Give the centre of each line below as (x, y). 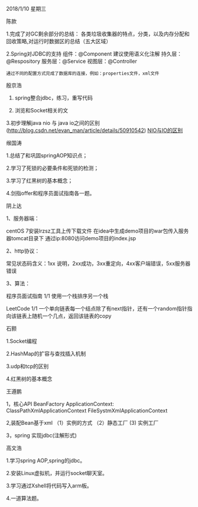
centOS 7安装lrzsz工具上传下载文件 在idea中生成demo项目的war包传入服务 (98, 231)
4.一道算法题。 (24, 498)
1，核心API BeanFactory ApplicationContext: (60, 404)
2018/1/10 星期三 (26, 9)
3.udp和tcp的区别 (27, 366)
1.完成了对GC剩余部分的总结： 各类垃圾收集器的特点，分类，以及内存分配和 (98, 34)
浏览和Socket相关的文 (41, 110)
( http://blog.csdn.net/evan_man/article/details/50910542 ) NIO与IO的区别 (95, 130)
